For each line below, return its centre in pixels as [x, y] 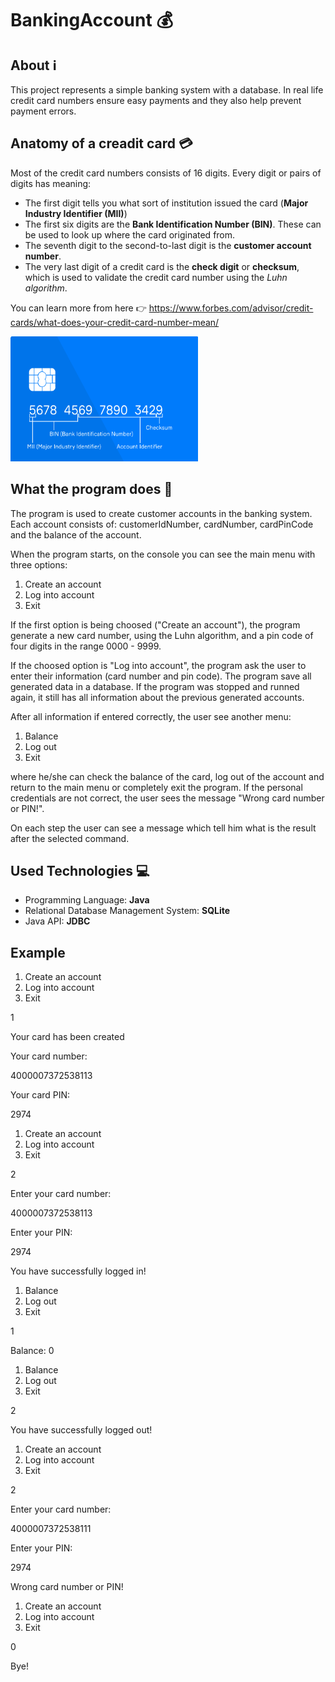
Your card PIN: [40, 1095]
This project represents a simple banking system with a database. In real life [167, 90]
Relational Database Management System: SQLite [127, 911]
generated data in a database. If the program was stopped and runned [155, 686]
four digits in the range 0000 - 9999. [86, 646]
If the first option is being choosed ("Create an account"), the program [155, 624]
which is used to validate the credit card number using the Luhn [156, 277]
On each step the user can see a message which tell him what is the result [163, 828]
